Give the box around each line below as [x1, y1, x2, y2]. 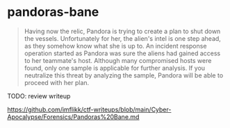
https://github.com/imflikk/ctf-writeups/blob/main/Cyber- [7, 105, 172, 113]
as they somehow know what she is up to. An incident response [24, 42, 207, 50]
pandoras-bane [7, 4, 99, 20]
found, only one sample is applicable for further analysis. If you [24, 64, 206, 72]
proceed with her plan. [24, 78, 90, 86]
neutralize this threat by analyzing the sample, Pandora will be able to [24, 71, 224, 80]
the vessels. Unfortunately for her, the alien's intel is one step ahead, [24, 34, 221, 42]
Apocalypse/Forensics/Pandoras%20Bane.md [7, 112, 140, 121]
